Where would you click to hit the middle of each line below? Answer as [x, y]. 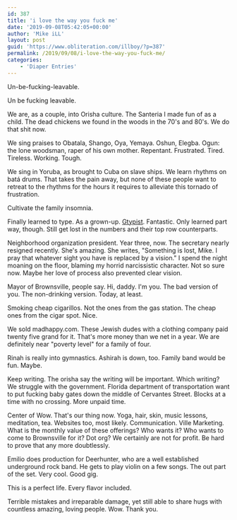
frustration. [24, 194]
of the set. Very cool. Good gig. [53, 474]
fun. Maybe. [25, 365]
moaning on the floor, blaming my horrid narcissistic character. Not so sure [116, 265]
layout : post [26, 40]
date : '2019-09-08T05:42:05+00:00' [60, 27]
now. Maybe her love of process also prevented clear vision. [95, 272]
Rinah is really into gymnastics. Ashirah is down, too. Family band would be [116, 357]
